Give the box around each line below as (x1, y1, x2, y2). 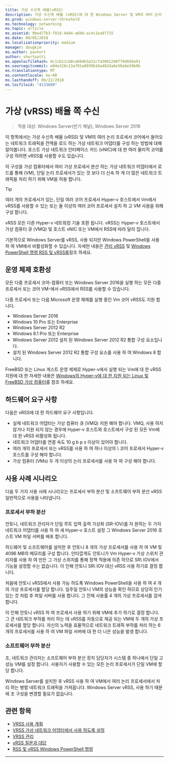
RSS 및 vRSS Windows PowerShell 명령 (12, 746, 93, 752)
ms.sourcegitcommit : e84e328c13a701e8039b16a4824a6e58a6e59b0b (5, 63, 141, 68)
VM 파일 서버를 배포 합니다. (14, 534, 69, 540)
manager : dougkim (5, 45, 42, 50)
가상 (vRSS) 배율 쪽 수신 (5, 105, 100, 117)
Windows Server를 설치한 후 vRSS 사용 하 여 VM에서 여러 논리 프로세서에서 (5, 678, 155, 684)
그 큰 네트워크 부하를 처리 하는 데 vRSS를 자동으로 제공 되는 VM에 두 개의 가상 (5, 616, 158, 622)
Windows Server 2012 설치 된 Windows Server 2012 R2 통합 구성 (12, 337, 145, 343)
